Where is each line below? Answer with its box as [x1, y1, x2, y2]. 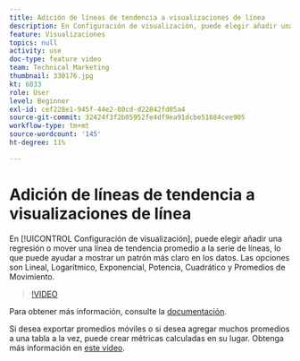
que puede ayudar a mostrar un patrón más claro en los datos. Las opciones [9, 252, 290, 262]
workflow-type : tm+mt [9, 122, 90, 131]
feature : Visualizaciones [9, 30, 105, 39]
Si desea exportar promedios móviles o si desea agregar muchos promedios [9, 323, 290, 334]
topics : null [9, 38, 58, 47]
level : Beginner [9, 96, 70, 106]
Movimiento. [9, 271, 55, 282]
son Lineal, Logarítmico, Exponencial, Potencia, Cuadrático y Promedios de [9, 262, 286, 272]
